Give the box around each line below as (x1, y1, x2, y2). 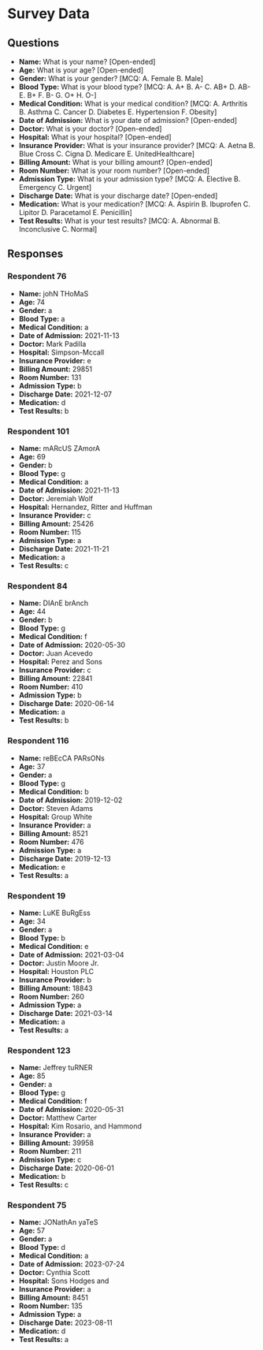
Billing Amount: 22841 (18, 674, 93, 683)
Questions (7, 36, 60, 50)
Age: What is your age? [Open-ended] (18, 65, 144, 75)
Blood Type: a (18, 314, 65, 323)
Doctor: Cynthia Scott (18, 1268, 91, 1277)
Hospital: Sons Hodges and (18, 1276, 109, 1285)
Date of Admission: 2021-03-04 (18, 950, 124, 959)
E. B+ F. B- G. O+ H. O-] (18, 91, 97, 99)
